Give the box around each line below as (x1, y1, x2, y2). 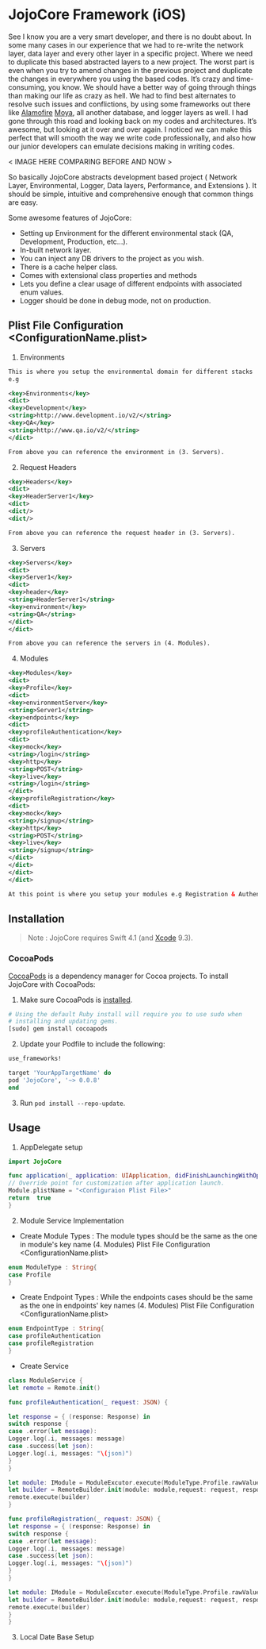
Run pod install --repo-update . (19, 1098, 126, 1108)
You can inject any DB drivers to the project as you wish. (19, 253, 204, 263)
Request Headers (19, 462, 77, 472)
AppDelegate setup (19, 1142, 83, 1152)
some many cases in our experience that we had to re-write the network (8, 40, 244, 49)
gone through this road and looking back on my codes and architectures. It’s (8, 116, 257, 125)
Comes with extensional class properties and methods (19, 270, 198, 279)
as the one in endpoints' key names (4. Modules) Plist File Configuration (19, 1300, 255, 1311)
